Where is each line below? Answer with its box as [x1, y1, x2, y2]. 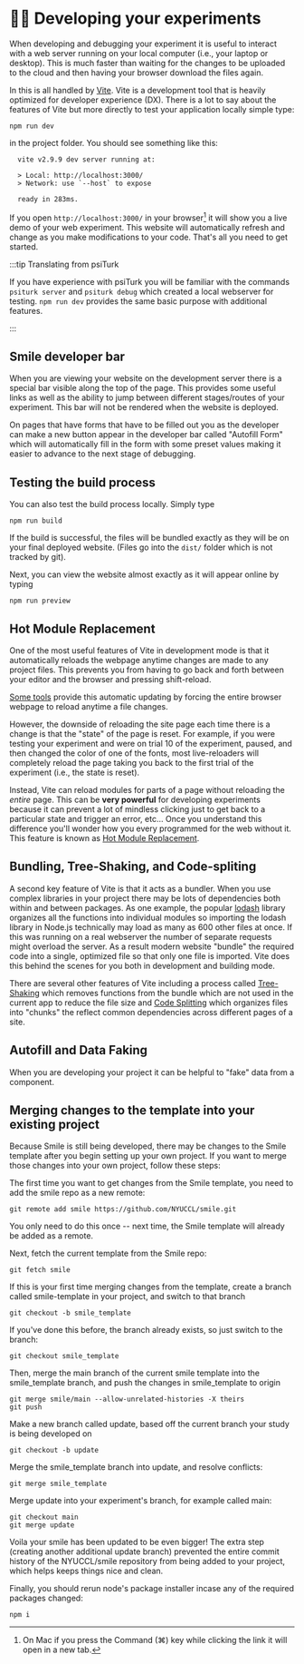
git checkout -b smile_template [9, 1308, 131, 1318]
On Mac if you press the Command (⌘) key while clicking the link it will [22, 1635, 288, 1646]
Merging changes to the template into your [9, 1102, 255, 1119]
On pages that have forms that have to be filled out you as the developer [9, 419, 280, 430]
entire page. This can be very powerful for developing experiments [9, 794, 261, 806]
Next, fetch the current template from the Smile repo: [9, 1248, 207, 1259]
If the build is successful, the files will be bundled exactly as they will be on [9, 533, 290, 543]
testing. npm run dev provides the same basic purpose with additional [9, 295, 268, 307]
